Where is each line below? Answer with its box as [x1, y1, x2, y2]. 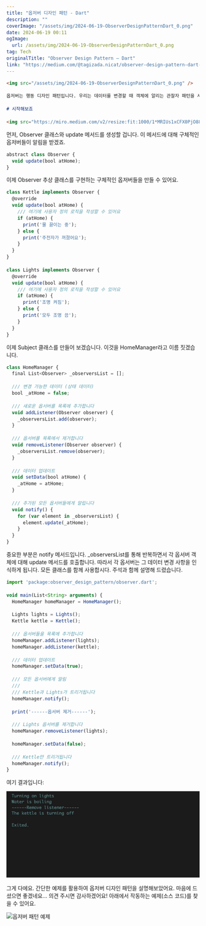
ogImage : [6, 36, 29, 42]
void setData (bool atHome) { [12, 474, 86, 480]
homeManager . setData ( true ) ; [12, 663, 84, 669]
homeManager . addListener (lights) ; [12, 637, 100, 644]
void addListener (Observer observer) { [12, 409, 114, 415]
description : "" [6, 16, 48, 23]
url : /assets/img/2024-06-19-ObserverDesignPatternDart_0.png [12, 42, 174, 48]
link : [6, 61, 20, 68]
